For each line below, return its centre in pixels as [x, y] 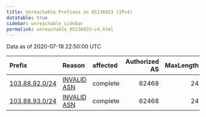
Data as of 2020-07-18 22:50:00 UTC [54, 47]
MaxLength [182, 66]
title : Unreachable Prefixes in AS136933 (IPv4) [70, 12]
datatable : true [27, 18]
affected [105, 66]
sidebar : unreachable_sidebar [45, 23]
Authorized [142, 62]
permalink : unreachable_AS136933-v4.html [60, 29]
